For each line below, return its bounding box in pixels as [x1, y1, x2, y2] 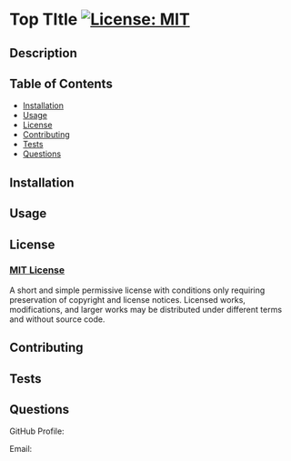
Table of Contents [9, 75, 114, 91]
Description [9, 45, 77, 61]
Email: [9, 444, 33, 455]
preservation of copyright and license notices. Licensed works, [9, 294, 246, 305]
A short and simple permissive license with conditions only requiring [9, 285, 266, 296]
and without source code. [9, 314, 105, 325]
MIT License [9, 264, 65, 276]
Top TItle [9, 9, 78, 30]
